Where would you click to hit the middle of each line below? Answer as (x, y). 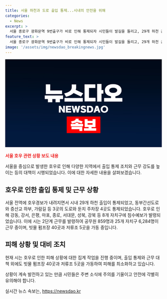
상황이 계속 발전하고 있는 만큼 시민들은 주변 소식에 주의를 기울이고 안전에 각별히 (82, 274)
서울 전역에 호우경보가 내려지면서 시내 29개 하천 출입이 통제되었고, (70, 203)
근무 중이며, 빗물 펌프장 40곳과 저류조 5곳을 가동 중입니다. (61, 227)
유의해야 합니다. (21, 280)
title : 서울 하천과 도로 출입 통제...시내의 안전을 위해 (55, 10)
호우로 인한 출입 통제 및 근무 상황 (52, 189)
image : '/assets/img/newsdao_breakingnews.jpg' (55, 47)
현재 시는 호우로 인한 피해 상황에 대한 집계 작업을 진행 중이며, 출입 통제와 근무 (80, 257)
